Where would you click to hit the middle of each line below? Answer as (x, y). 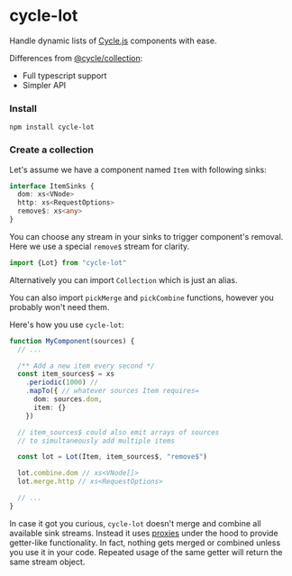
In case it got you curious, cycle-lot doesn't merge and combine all (135, 523)
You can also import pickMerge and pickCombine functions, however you (142, 297)
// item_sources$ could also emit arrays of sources (119, 432)
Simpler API (44, 85)
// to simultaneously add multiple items (96, 441)
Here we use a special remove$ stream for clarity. (100, 246)
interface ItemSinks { (52, 186)
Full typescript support (64, 75)
